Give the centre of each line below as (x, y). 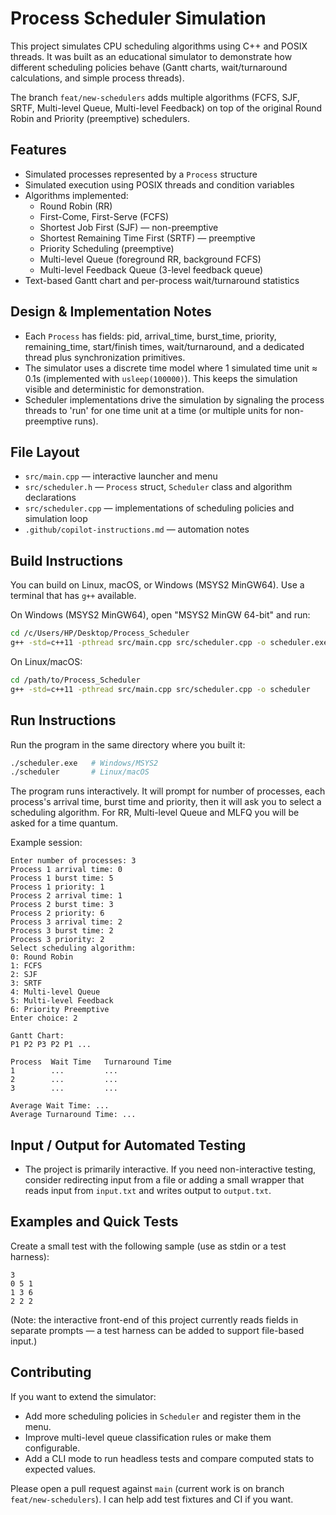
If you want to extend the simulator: (83, 1396)
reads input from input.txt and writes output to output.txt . (148, 1191)
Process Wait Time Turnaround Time (91, 1062)
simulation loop (56, 519)
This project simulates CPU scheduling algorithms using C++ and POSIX (159, 46)
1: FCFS (26, 966)
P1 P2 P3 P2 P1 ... (51, 1045)
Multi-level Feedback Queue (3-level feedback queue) (151, 269)
